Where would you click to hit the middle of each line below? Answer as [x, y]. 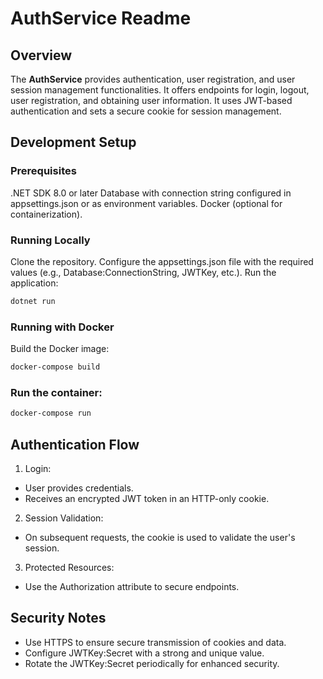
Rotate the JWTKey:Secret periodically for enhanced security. [152, 663]
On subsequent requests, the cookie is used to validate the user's [160, 538]
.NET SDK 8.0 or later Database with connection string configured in [151, 193]
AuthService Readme [101, 18]
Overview [41, 55]
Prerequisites [43, 171]
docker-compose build [55, 367]
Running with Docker [62, 327]
